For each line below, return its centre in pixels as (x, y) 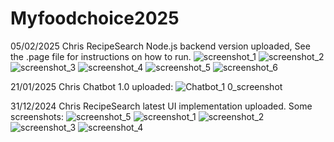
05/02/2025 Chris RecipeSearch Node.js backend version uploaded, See (160, 46)
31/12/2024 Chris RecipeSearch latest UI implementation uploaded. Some (161, 106)
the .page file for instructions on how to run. (101, 56)
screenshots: (37, 116)
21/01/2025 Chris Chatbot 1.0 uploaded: (92, 86)
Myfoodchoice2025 (95, 18)
